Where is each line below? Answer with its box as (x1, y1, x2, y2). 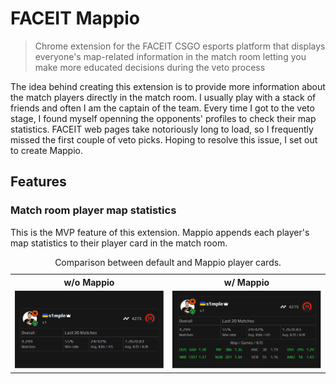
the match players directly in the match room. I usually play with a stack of (10, 91, 317, 103)
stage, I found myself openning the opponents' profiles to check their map (10, 112, 317, 124)
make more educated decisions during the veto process (34, 61, 266, 73)
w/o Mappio (63, 276, 115, 288)
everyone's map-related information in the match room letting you (34, 50, 307, 62)
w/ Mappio (223, 276, 270, 288)
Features (10, 173, 67, 191)
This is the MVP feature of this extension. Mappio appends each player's (10, 226, 310, 238)
